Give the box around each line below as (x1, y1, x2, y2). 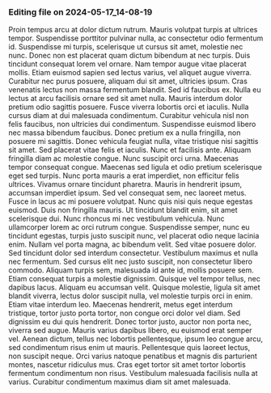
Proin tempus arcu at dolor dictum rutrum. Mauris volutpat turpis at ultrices (8, 25, 258, 35)
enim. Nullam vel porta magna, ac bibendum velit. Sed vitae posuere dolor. (8, 239, 257, 249)
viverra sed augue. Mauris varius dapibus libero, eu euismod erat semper (8, 326, 252, 336)
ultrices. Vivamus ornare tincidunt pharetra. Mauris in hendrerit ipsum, (8, 180, 243, 189)
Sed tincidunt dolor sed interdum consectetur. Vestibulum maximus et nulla (8, 248, 259, 258)
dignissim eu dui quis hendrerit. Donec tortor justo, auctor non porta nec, (8, 317, 252, 327)
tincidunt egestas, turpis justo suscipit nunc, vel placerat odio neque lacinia (8, 231, 260, 241)
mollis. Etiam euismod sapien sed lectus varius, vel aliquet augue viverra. (8, 68, 252, 78)
